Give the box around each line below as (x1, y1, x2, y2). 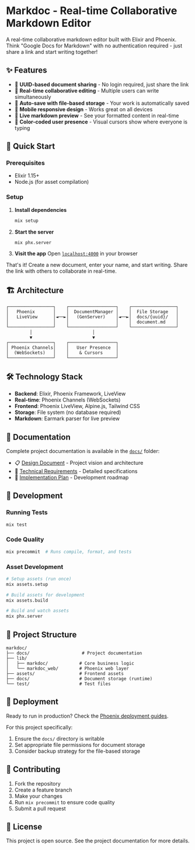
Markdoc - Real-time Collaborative (6, 4, 177, 18)
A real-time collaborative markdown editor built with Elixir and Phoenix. (6, 36, 177, 43)
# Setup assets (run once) (6, 575, 72, 582)
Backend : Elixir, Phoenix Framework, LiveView (14, 390, 126, 397)
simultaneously (14, 93, 51, 100)
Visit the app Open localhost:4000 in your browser (14, 250, 138, 257)
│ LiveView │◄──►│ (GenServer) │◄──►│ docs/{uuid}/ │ (6, 314, 179, 320)
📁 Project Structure (6, 629, 77, 639)
